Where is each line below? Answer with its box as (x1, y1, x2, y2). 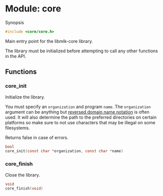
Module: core (5, 3, 61, 14)
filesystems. (5, 125, 30, 131)
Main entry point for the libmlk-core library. (5, 38, 93, 44)
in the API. (5, 53, 26, 59)
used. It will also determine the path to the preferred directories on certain (5, 114, 157, 120)
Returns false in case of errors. (5, 134, 69, 140)
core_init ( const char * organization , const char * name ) (5, 149, 123, 154)
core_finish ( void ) (5, 186, 43, 191)
